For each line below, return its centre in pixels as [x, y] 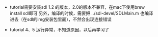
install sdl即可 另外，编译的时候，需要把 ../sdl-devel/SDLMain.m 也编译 [81, 13]
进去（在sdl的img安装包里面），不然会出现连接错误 [61, 19]
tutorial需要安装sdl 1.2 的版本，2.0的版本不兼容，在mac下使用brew [77, 7]
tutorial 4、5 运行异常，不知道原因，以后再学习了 [59, 30]
